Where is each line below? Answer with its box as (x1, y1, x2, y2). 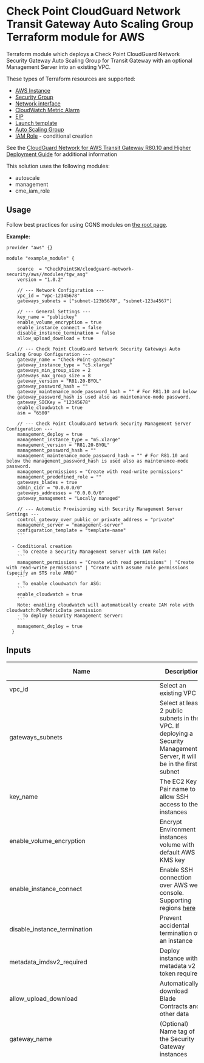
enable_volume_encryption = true (17, 319, 102, 325)
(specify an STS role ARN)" (6, 570, 78, 576)
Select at (159, 699, 185, 707)
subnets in (159, 714, 189, 722)
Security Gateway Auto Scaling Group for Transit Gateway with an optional (6, 57, 192, 64)
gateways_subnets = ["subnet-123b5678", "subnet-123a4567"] (17, 297, 172, 304)
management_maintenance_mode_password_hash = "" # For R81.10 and (17, 452, 189, 458)
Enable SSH (159, 866, 193, 874)
